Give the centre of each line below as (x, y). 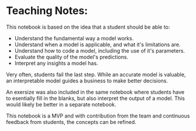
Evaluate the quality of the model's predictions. (71, 57)
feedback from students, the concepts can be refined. (71, 122)
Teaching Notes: (47, 11)
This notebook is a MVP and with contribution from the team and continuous (98, 116)
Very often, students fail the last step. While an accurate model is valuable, (96, 74)
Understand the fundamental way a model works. (74, 38)
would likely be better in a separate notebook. (61, 104)
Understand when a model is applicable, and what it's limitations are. (97, 44)
